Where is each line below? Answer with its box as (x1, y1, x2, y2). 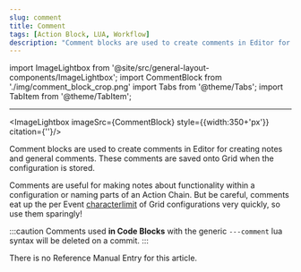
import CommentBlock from (119, 72, 222, 83)
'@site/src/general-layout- (111, 63, 210, 73)
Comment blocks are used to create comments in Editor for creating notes (9, 144, 283, 155)
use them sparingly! (9, 208, 82, 219)
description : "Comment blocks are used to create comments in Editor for (9, 38, 291, 47)
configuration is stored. (9, 163, 96, 174)
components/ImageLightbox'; (9, 72, 118, 83)
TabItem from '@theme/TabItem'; (9, 91, 132, 102)
